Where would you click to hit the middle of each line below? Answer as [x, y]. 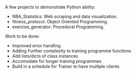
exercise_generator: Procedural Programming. [58, 27]
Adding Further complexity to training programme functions [72, 51]
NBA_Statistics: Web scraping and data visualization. [65, 16]
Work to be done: [22, 36]
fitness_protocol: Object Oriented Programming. [60, 22]
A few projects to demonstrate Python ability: [50, 7]
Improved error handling [36, 46]
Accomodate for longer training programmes [57, 61]
